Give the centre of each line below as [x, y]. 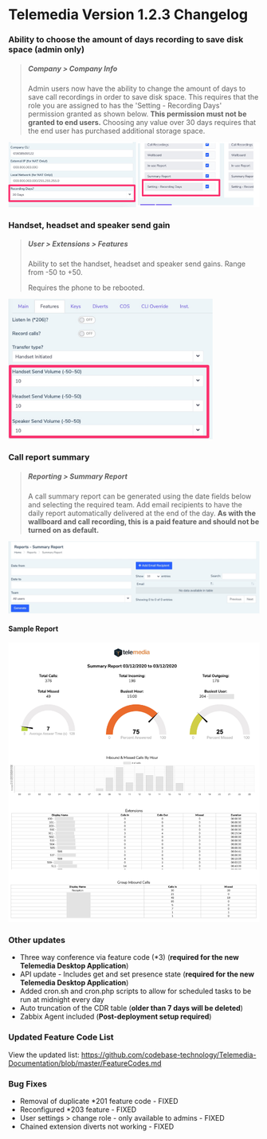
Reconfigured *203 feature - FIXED [78, 1110]
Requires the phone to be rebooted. [86, 288]
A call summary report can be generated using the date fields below [139, 496]
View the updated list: [44, 1055]
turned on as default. [63, 530]
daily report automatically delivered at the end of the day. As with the [142, 513]
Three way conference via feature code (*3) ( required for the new [129, 957]
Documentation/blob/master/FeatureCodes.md [85, 1063]
